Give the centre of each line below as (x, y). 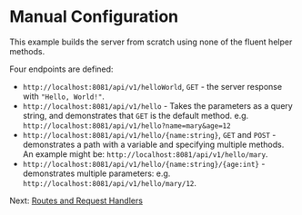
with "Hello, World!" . (63, 96)
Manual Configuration (94, 17)
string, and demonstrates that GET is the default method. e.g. (136, 115)
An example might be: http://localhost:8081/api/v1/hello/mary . (145, 154)
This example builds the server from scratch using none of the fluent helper (151, 42)
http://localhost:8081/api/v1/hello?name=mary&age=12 (126, 126)
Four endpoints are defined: (61, 69)
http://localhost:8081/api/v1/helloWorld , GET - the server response (152, 86)
